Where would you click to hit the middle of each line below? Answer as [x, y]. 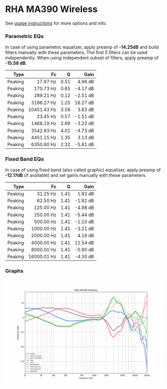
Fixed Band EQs [24, 159]
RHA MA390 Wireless [51, 9]
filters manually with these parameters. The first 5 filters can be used [76, 53]
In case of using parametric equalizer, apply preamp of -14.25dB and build [82, 47]
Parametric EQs [24, 36]
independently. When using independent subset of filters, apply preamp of [82, 58]
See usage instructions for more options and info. [56, 23]
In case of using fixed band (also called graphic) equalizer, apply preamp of [83, 170]
